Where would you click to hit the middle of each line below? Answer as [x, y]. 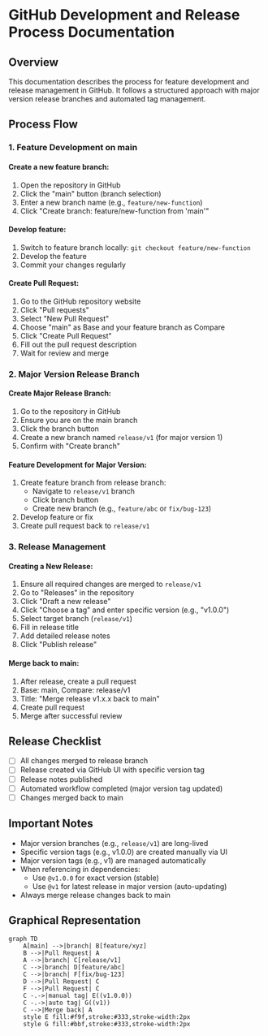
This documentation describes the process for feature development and [129, 82]
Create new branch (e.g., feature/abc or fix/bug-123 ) [122, 508]
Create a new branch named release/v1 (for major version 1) [121, 438]
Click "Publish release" [58, 645]
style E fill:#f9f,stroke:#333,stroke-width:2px [107, 1017]
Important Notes [51, 824]
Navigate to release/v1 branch [84, 491]
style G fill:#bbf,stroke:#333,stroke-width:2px [107, 1025]
